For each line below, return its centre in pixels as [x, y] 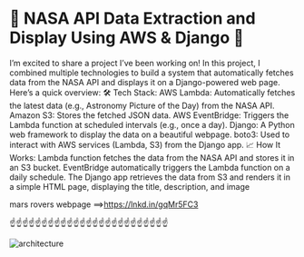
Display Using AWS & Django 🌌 [127, 38]
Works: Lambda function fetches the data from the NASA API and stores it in [152, 157]
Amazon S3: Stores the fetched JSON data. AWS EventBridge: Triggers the [149, 115]
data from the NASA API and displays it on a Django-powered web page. [145, 82]
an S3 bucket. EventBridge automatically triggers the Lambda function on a [150, 167]
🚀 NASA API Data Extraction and [132, 19]
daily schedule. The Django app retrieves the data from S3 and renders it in [150, 177]
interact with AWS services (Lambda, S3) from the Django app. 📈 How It [145, 144]
